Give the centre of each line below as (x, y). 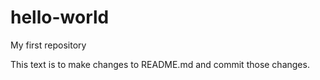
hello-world (60, 17)
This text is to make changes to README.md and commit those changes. (160, 64)
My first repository (48, 45)
